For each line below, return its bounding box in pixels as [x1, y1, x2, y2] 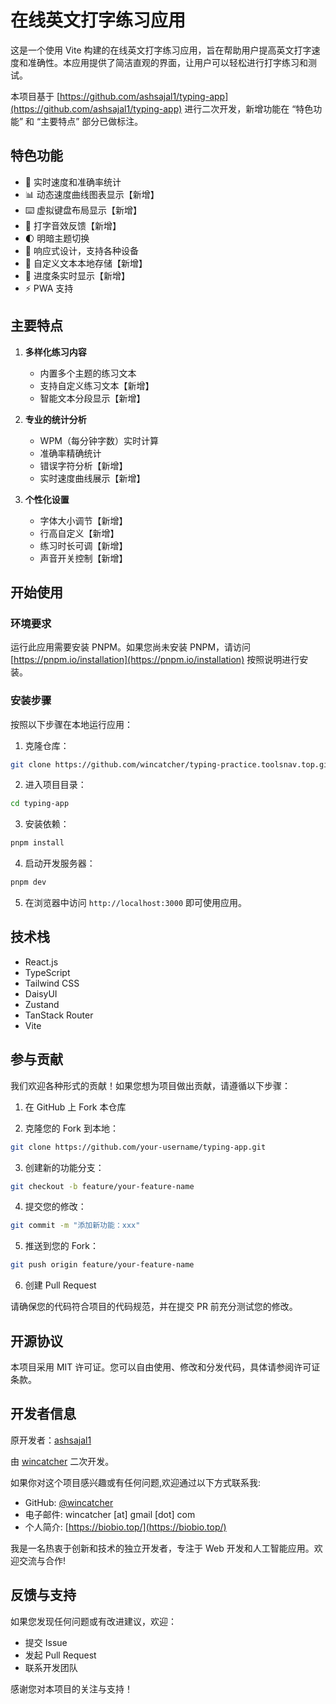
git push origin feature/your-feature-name [10, 1260, 195, 1270]
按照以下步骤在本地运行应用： [10, 718, 133, 730]
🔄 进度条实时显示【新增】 [24, 269, 130, 281]
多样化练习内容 [24, 346, 87, 358]
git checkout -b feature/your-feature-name [10, 1181, 195, 1191]
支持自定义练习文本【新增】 [39, 379, 155, 391]
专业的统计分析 [24, 413, 87, 425]
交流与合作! [18, 1554, 67, 1566]
